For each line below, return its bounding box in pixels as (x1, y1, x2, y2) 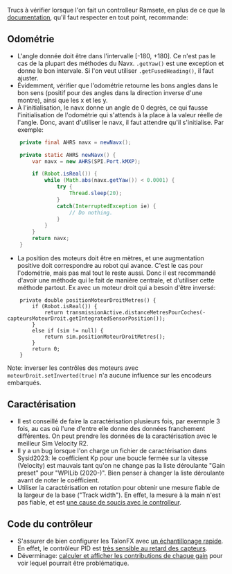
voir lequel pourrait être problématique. (17, 559, 130, 567)
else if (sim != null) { (32, 327, 104, 334)
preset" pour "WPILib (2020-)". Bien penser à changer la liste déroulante (17, 469, 225, 477)
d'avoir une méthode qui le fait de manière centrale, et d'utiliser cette (17, 276, 215, 284)
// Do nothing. (69, 209, 113, 216)
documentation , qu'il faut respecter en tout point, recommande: (7, 13, 188, 22)
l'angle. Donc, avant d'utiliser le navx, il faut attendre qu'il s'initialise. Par (17, 118, 224, 126)
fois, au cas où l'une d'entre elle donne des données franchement (17, 424, 206, 432)
